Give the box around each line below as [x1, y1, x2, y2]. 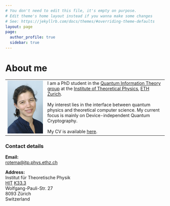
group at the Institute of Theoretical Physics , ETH [47, 86, 150, 92]
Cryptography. [47, 118, 77, 124]
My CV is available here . [47, 129, 98, 135]
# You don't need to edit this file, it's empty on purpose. [5, 8, 137, 13]
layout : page [5, 24, 33, 29]
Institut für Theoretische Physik [5, 175, 71, 181]
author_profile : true [10, 35, 56, 40]
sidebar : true [10, 40, 39, 45]
